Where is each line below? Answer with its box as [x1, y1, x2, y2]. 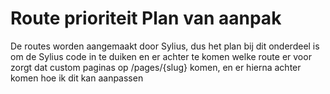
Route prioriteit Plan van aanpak [10, 7, 282, 30]
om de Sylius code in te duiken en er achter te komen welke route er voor [10, 50, 312, 62]
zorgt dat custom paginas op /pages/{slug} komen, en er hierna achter [10, 61, 302, 73]
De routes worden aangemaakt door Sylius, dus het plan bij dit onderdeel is [10, 40, 320, 52]
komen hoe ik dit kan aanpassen [10, 72, 144, 84]
